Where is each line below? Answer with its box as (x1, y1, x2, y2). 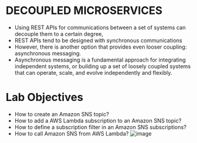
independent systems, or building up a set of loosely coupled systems (14, 62, 191, 70)
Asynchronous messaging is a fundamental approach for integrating (14, 56, 186, 63)
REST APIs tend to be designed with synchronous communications (14, 37, 182, 44)
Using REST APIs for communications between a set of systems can (14, 24, 186, 31)
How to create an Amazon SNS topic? (14, 110, 109, 117)
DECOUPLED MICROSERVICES (5, 4, 163, 18)
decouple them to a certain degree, (14, 30, 104, 37)
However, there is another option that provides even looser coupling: (14, 43, 187, 51)
